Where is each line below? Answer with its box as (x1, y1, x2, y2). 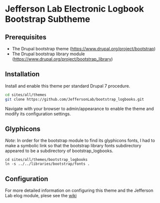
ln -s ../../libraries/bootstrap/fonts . (5, 161, 90, 167)
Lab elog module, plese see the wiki (5, 193, 77, 199)
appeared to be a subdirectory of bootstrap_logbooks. (5, 148, 113, 154)
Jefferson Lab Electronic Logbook (5, 3, 144, 15)
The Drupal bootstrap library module (12, 51, 85, 57)
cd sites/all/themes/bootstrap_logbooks (5, 157, 88, 162)
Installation (5, 70, 40, 78)
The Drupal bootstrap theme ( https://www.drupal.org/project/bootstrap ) (12, 46, 156, 51)
